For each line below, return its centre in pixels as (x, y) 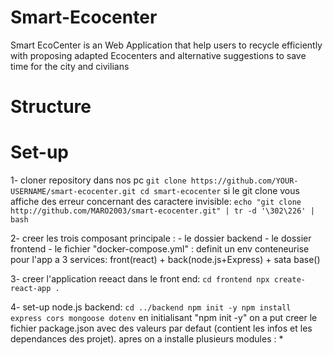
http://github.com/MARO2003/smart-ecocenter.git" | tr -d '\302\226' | (162, 211)
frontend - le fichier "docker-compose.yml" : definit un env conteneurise (160, 249)
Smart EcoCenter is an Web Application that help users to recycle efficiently (166, 45)
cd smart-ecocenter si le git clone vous (219, 191)
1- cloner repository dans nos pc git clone (98, 180)
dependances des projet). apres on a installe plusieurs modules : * (147, 339)
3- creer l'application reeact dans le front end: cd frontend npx (140, 279)
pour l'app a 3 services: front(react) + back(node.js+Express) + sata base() (165, 260)
